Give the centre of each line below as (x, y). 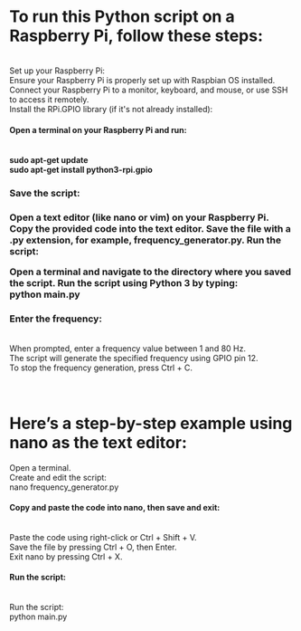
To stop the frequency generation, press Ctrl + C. (101, 368)
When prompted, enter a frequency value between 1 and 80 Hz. (128, 348)
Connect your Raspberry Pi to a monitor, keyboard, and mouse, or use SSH (149, 90)
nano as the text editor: (99, 442)
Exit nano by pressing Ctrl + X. (66, 556)
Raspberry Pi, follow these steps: (136, 36)
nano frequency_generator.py (64, 487)
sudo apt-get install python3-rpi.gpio (81, 170)
